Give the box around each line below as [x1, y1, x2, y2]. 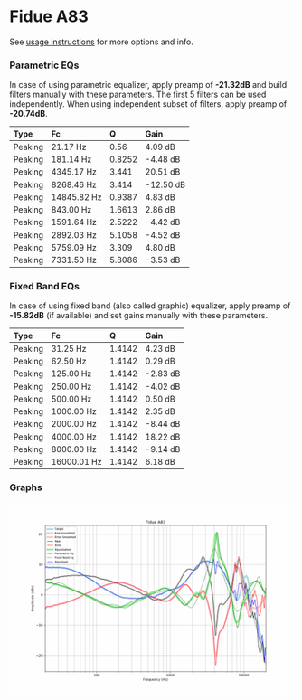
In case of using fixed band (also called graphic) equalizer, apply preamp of [9, 300, 291, 311]
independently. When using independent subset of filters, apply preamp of [9, 99, 288, 109]
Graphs [9, 481, 42, 494]
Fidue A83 [9, 6, 89, 27]
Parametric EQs [9, 59, 80, 71]
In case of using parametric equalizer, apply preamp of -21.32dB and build [9, 80, 288, 90]
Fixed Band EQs [9, 279, 80, 292]
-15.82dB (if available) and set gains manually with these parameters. [9, 310, 269, 321]
